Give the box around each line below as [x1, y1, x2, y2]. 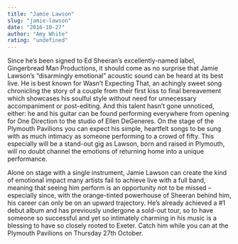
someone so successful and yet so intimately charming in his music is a [7, 214, 217, 223]
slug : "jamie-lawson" [7, 17, 72, 24]
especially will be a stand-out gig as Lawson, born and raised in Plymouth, [7, 139, 225, 148]
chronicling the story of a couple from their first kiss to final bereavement [7, 87, 222, 95]
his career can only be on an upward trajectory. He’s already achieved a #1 [7, 198, 226, 207]
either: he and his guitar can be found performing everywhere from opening [7, 110, 229, 118]
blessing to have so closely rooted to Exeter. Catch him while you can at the [7, 221, 229, 230]
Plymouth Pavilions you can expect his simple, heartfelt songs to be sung [7, 124, 222, 133]
